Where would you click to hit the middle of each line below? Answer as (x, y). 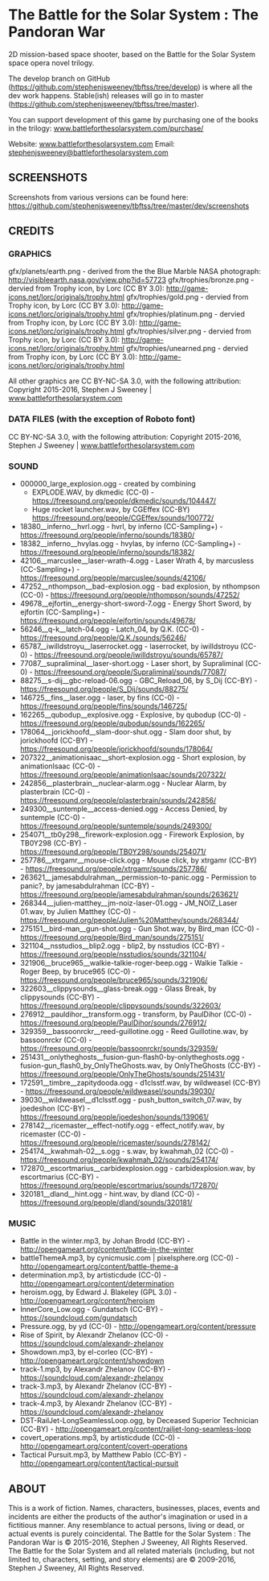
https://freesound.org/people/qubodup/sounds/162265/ (112, 723)
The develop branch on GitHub (59, 78)
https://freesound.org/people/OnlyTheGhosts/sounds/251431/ (122, 1074)
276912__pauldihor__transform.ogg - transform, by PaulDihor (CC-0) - (136, 1014)
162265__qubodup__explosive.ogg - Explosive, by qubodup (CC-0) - (133, 715)
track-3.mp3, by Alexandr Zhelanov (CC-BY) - (96, 1386)
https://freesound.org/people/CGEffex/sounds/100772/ (123, 518)
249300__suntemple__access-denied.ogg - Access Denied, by (123, 809)
